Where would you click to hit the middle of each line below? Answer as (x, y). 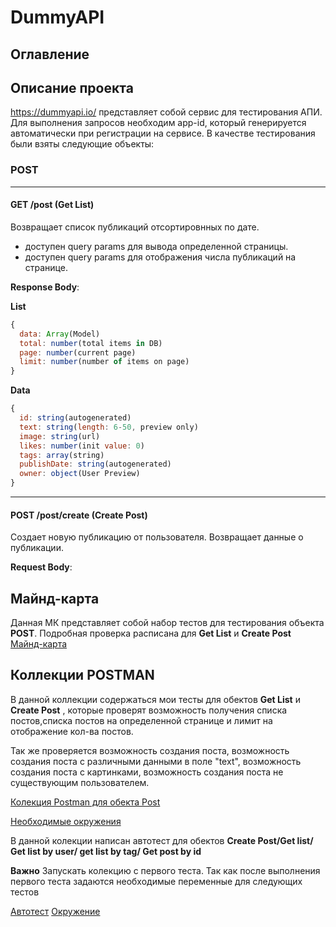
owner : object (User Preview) (80, 474)
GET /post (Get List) (52, 205)
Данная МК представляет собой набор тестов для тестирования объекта (167, 623)
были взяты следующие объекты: (82, 144)
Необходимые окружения (66, 821)
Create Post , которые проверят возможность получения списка (149, 710)
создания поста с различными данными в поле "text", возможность (156, 761)
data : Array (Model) (60, 334)
